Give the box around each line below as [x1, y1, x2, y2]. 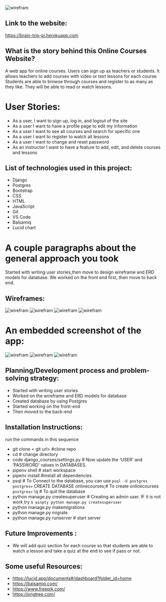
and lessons [12, 150, 37, 155]
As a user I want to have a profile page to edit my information [12, 123, 138, 129]
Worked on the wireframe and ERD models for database [12, 393, 127, 399]
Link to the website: [5, 19, 68, 27]
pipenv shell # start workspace [12, 467, 76, 473]
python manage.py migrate [12, 509, 68, 515]
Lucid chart [12, 225, 36, 231]
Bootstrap [12, 187, 33, 194]
